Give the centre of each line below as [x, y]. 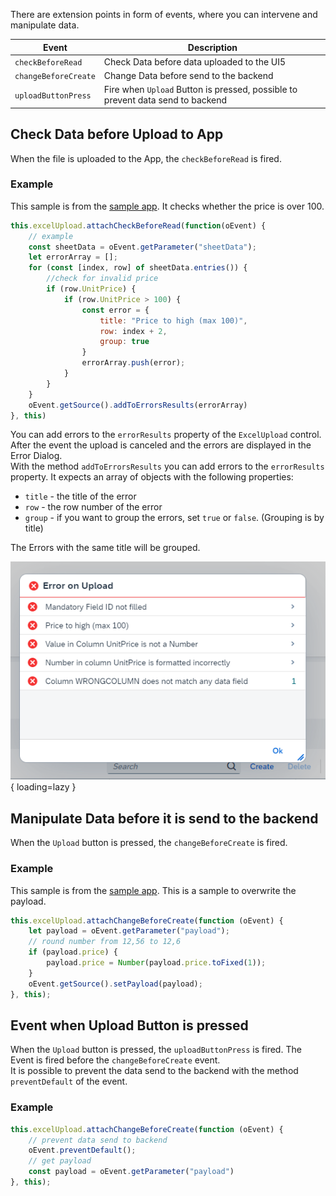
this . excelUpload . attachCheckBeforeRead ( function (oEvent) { [138, 225]
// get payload [60, 1161]
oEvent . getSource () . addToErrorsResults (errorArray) [138, 405]
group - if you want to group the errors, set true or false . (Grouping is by [174, 518]
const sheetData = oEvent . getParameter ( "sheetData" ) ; [142, 247]
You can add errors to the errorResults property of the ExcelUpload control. [166, 435]
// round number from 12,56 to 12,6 [105, 942]
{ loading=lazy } [43, 787]
